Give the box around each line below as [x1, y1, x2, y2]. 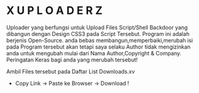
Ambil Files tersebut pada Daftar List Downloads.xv [6, 67, 136, 75]
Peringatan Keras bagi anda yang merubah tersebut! [6, 56, 138, 63]
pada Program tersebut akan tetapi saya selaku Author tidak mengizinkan [6, 43, 191, 50]
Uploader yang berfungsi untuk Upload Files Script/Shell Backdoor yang [6, 24, 188, 31]
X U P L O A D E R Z [6, 4, 103, 18]
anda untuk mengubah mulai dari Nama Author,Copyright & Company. [6, 49, 182, 57]
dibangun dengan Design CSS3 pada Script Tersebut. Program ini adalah [6, 30, 190, 37]
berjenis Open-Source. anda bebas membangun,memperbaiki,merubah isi [6, 36, 194, 44]
